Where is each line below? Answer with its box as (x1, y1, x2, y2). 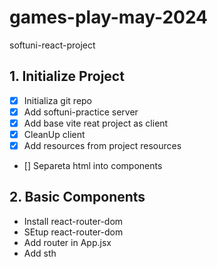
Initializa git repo (23, 94, 93, 106)
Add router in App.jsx (23, 236, 112, 248)
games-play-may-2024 (9, 6, 209, 29)
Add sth (23, 247, 57, 259)
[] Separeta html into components (23, 160, 163, 172)
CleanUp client (23, 128, 86, 140)
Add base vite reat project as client (23, 117, 169, 129)
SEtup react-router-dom (23, 226, 124, 238)
